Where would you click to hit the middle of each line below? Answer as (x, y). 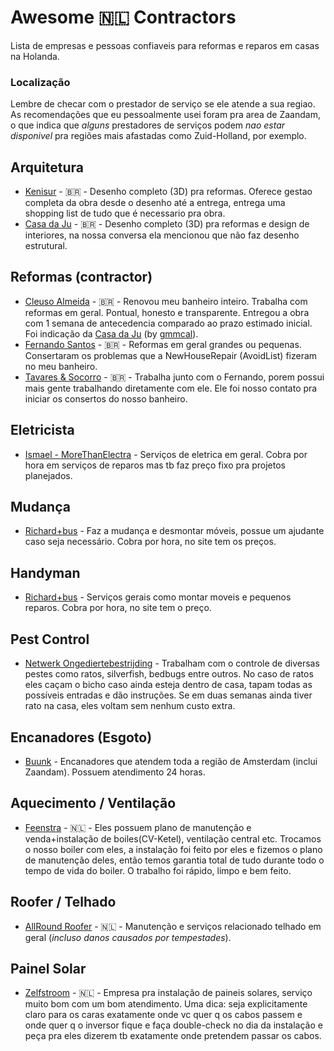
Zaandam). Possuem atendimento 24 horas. (115, 772)
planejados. (48, 475)
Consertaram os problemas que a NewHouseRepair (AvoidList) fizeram (171, 355)
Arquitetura (47, 167)
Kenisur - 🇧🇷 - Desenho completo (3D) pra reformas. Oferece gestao (168, 192)
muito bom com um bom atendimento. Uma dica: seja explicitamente (166, 1004)
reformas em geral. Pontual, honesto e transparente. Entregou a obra (167, 312)
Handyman (45, 572)
